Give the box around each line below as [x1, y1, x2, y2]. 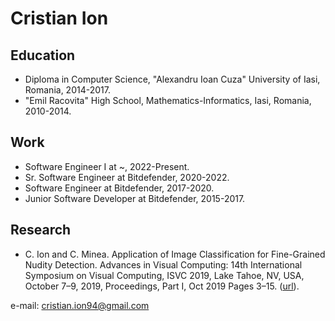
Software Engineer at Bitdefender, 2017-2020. [24, 182, 215, 194]
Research [10, 222, 72, 239]
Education [10, 47, 76, 64]
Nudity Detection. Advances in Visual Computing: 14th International [24, 258, 303, 271]
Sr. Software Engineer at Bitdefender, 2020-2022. [24, 171, 230, 183]
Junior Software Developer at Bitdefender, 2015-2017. [24, 192, 246, 204]
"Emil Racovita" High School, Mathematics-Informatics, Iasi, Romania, [24, 95, 312, 106]
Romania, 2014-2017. [24, 84, 111, 96]
